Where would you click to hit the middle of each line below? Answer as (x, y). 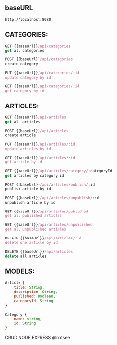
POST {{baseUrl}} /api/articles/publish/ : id (50, 185)
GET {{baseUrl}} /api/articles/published (47, 211)
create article (20, 135)
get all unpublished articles (36, 229)
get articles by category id (35, 176)
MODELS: (20, 271)
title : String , (29, 287)
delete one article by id (31, 242)
